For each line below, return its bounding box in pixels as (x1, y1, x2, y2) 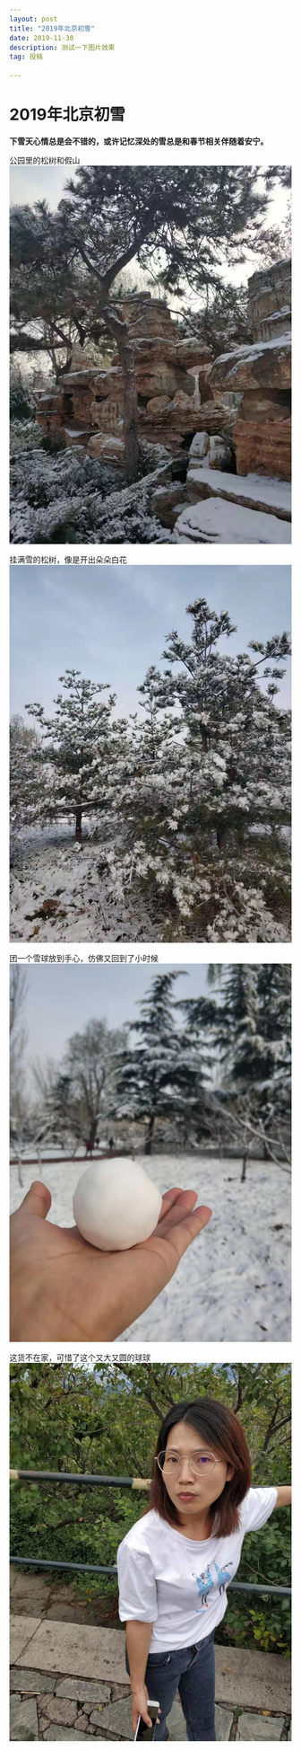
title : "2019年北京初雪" (9, 23, 96, 33)
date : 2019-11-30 (9, 33, 74, 42)
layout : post (9, 14, 58, 23)
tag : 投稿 (9, 52, 43, 62)
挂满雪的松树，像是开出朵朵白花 (9, 553, 127, 565)
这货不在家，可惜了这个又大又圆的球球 (9, 1352, 150, 1363)
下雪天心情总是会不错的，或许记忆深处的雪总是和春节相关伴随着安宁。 (9, 136, 269, 146)
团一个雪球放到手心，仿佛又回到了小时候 (9, 953, 159, 964)
